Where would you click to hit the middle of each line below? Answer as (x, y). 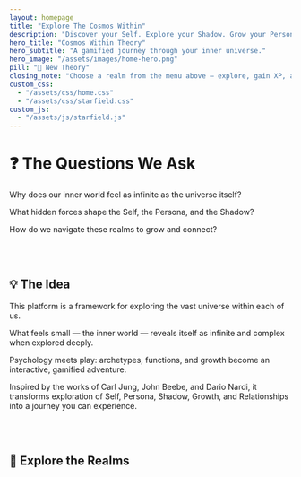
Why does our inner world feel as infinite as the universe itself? (125, 195)
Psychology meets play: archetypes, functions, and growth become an (140, 360)
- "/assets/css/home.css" (66, 92)
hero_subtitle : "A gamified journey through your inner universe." (138, 51)
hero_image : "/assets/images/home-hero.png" (94, 59)
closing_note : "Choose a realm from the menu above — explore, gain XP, (148, 76)
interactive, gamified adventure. (68, 369)
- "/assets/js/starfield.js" (72, 117)
